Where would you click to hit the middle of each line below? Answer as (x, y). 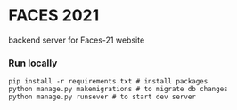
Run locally (33, 63)
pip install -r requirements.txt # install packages (108, 82)
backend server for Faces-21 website (77, 40)
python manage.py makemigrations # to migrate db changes (118, 90)
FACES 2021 (54, 16)
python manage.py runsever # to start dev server (102, 97)
